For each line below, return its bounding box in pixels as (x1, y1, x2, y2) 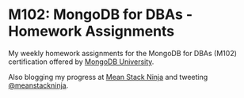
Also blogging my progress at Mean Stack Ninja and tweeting (8, 72, 208, 81)
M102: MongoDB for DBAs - (8, 6, 193, 24)
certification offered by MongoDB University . (8, 57, 154, 66)
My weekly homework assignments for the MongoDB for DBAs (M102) (8, 48, 238, 58)
